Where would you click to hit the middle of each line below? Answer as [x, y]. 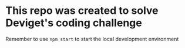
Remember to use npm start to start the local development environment [92, 39]
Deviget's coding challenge [74, 23]
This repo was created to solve [82, 11]
